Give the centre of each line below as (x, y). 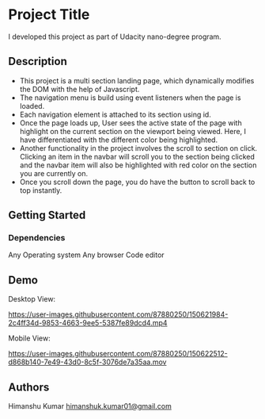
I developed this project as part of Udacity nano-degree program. (115, 37)
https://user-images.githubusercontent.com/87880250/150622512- (118, 354)
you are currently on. (54, 173)
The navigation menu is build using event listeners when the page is (130, 98)
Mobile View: (29, 338)
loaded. (32, 106)
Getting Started (47, 215)
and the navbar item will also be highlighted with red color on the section (138, 165)
